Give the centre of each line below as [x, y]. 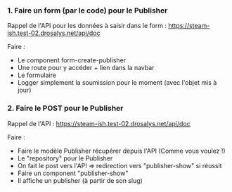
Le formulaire [37, 75]
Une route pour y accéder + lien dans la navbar [86, 68]
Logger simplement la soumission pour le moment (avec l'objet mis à [117, 83]
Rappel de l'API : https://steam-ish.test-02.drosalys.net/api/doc [99, 123]
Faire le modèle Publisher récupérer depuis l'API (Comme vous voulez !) [122, 151]
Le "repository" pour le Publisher [65, 158]
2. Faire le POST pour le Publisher [65, 109]
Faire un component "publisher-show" [73, 173]
